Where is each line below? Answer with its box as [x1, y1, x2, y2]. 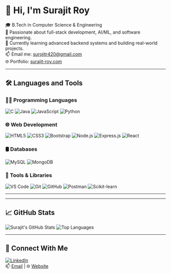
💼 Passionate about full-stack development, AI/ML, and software [5, 29, 141, 35]
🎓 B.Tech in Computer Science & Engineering [5, 21, 102, 28]
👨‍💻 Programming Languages [5, 97, 77, 104]
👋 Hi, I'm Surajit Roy [5, 5, 90, 16]
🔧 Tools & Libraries [5, 172, 52, 179]
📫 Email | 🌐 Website [5, 263, 49, 269]
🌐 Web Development [5, 121, 58, 128]
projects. [5, 45, 24, 51]
